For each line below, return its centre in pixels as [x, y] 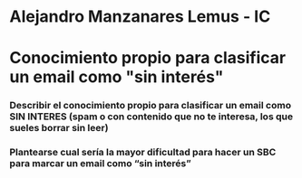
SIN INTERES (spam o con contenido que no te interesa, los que [151, 117]
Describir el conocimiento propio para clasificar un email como [151, 106]
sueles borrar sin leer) [59, 128]
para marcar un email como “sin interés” [101, 164]
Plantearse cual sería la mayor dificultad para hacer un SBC [143, 153]
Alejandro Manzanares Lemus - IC [140, 17]
